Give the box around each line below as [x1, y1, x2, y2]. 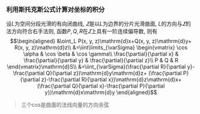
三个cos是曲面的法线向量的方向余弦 [20, 101, 109, 109]
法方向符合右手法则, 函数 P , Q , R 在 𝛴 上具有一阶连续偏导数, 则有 [6, 28, 158, 35]
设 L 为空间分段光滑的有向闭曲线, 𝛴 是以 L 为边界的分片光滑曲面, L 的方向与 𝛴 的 [6, 20, 191, 28]
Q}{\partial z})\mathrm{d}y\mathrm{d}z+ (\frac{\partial [46, 69, 182, 77]
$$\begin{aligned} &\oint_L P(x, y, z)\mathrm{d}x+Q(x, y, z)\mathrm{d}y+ [10, 37, 192, 45]
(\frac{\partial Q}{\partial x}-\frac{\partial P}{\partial [37, 83, 165, 90]
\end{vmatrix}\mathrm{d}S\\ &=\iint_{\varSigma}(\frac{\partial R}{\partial [7, 63, 186, 71]
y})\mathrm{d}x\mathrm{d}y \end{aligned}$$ [44, 89, 157, 96]
